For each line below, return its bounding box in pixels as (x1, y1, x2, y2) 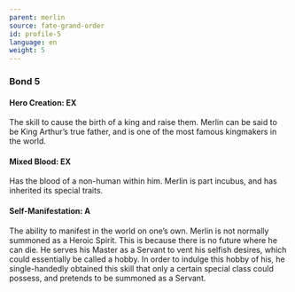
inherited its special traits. (9, 185, 104, 196)
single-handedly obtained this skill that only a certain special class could (9, 263, 275, 273)
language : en (9, 37, 58, 47)
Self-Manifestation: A (9, 206, 91, 217)
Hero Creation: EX (9, 97, 77, 107)
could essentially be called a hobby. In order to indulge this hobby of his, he (9, 254, 285, 264)
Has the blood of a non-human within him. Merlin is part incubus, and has (9, 176, 277, 186)
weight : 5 (9, 46, 46, 55)
